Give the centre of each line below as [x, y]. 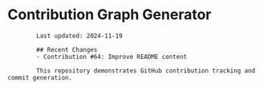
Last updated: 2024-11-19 [80, 36]
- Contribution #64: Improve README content [112, 57]
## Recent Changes [67, 49]
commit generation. [40, 77]
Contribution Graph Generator [109, 15]
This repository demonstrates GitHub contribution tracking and [146, 70]
